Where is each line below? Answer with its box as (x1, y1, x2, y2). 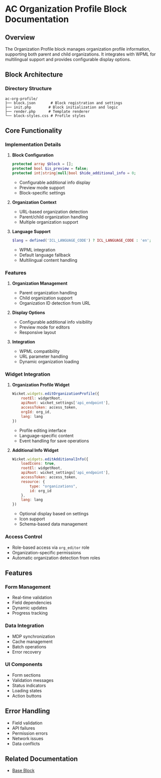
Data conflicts (12, 740, 40, 746)
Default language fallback (19, 252, 71, 258)
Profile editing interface (19, 428, 66, 433)
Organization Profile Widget (12, 382, 70, 388)
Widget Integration (5, 371, 50, 378)
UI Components (5, 661, 43, 668)
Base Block (12, 768, 35, 774)
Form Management (5, 583, 51, 590)
